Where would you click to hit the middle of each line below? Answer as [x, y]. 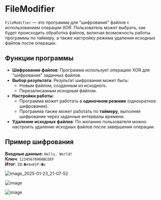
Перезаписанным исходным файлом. [58, 90]
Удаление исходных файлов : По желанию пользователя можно [79, 121]
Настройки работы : [33, 96]
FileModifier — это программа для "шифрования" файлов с [67, 22]
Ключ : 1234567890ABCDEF [30, 159]
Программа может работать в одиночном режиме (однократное [88, 101]
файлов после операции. [31, 43]
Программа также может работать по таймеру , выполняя [80, 111]
